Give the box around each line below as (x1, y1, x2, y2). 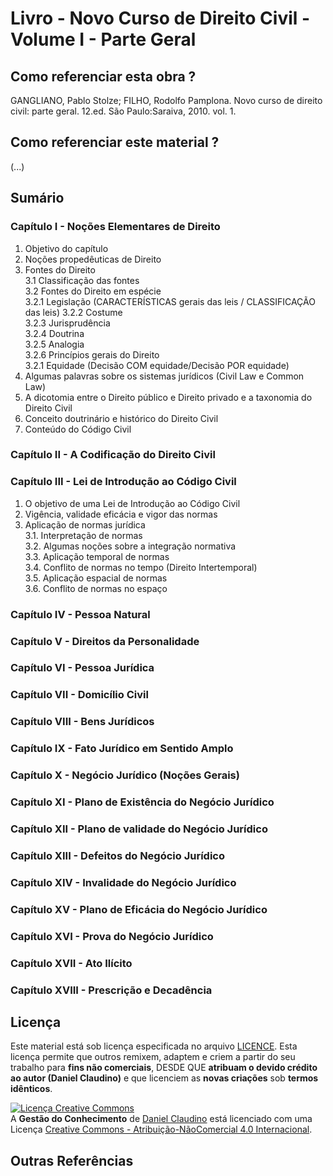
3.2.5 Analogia (24, 338, 85, 350)
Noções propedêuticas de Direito (24, 253, 162, 265)
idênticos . (10, 1083, 53, 1095)
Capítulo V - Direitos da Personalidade (10, 634, 200, 648)
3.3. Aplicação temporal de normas (24, 550, 170, 562)
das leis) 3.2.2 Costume (24, 306, 123, 318)
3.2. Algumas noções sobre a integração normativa (24, 540, 237, 552)
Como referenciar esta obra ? (10, 68, 197, 85)
